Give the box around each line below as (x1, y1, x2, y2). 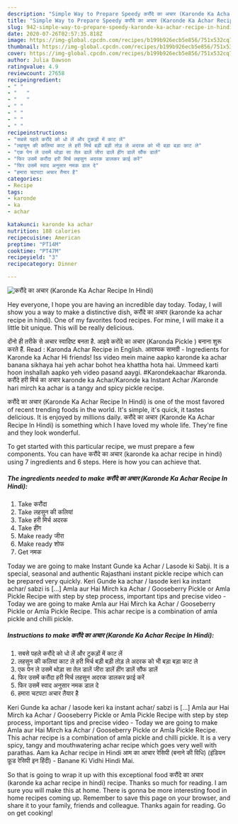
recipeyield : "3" (7, 254, 59, 261)
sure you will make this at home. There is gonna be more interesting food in (7, 786, 227, 794)
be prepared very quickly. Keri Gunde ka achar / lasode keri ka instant (7, 577, 211, 585)
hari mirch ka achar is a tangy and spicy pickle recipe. (7, 384, 165, 392)
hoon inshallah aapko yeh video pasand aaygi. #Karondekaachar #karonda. (7, 368, 227, 377)
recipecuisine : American (7, 234, 81, 241)
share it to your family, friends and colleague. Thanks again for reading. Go (7, 801, 226, 809)
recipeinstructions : (7, 129, 69, 136)
